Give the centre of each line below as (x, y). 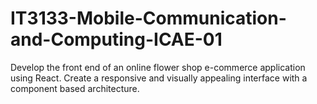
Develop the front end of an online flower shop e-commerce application (158, 67)
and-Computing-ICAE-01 (116, 39)
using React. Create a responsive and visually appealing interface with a (159, 78)
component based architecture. (75, 88)
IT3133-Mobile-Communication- (148, 18)
